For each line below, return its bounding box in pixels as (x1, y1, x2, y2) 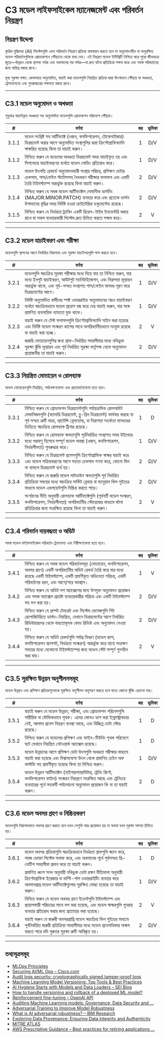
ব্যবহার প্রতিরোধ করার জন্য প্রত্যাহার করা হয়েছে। (24, 908, 101, 915)
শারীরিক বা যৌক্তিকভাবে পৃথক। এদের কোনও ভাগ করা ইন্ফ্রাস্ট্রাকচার (24, 714, 129, 721)
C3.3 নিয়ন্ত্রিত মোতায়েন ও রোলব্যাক (5, 372, 81, 380)
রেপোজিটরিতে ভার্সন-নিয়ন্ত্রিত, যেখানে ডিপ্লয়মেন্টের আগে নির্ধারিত (24, 614, 124, 620)
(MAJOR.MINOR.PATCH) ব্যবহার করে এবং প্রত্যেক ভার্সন (24, 194, 129, 201)
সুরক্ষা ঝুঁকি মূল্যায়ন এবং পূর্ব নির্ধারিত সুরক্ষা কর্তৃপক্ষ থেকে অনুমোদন (24, 343, 127, 350)
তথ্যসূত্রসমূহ (5, 950, 29, 959)
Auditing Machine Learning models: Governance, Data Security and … (12, 999, 154, 1006)
